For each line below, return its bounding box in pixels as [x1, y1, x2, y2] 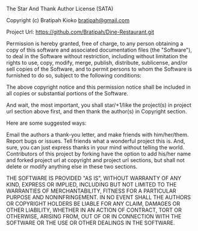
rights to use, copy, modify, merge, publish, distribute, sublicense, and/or [6, 59, 188, 66]
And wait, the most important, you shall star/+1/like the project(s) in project [6, 101, 191, 109]
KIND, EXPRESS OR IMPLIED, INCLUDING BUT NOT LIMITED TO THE [6, 181, 177, 188]
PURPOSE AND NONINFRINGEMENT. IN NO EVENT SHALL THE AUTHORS [6, 194, 191, 200]
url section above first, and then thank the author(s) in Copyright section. [6, 108, 187, 115]
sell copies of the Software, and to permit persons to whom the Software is [6, 65, 193, 73]
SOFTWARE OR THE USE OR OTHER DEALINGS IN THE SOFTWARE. [6, 219, 175, 226]
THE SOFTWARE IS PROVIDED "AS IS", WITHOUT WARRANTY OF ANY [6, 175, 182, 182]
